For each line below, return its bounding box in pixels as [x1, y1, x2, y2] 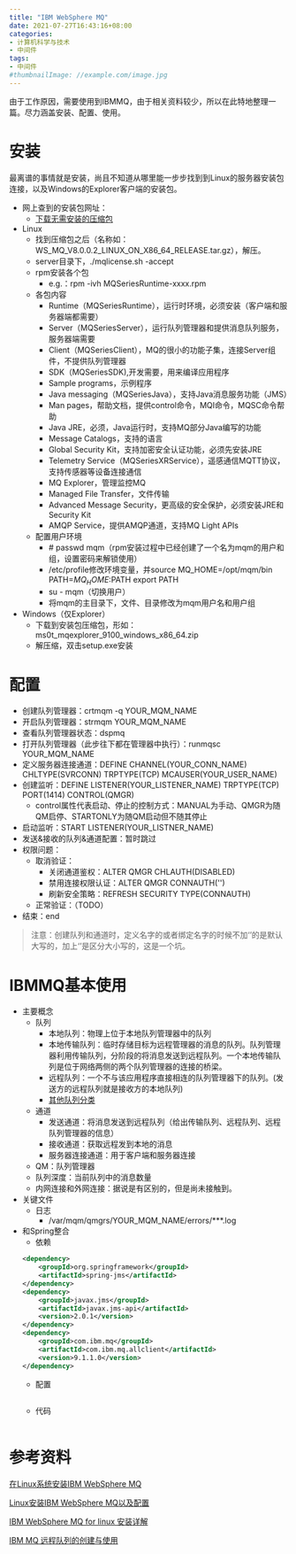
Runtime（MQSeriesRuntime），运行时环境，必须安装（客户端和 [48, 300, 280, 311]
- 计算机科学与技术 [9, 37, 71, 47]
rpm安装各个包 [34, 267, 89, 277]
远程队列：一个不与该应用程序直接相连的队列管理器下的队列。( [48, 1072, 277, 1083]
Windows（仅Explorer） [21, 608, 110, 620]
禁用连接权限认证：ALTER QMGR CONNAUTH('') [48, 878, 225, 888]
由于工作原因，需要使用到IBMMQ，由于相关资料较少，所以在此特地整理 [9, 96, 269, 106]
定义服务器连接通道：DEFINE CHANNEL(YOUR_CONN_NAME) [21, 759, 247, 770]
